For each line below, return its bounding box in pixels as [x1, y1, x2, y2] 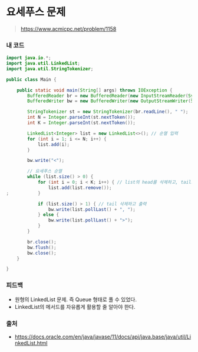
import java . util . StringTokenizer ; [6, 66, 94, 71]
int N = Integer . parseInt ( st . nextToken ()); [27, 115, 136, 120]
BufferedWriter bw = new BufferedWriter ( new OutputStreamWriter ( [27, 98, 192, 104]
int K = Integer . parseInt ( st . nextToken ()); [27, 120, 136, 126]
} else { [37, 212, 60, 218]
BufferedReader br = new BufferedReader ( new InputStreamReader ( [27, 93, 189, 99]
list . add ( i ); [37, 141, 70, 148]
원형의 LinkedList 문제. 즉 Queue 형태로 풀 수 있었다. [14, 296, 137, 303]
